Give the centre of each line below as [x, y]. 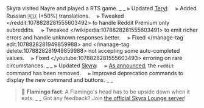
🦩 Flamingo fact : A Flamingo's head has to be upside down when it [105, 92]
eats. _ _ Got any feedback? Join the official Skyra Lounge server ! [103, 98]
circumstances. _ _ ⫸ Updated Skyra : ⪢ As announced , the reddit [90, 66]
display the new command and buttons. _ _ [60, 80]
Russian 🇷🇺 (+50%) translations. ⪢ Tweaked [65, 16]
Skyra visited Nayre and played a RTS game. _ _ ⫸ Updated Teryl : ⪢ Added [101, 8]
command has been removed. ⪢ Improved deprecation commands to [95, 73]
